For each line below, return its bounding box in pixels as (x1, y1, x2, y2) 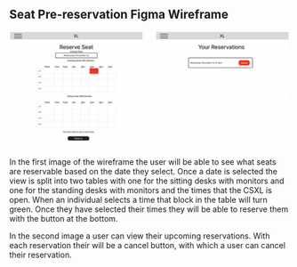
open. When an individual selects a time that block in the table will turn (9, 195, 269, 206)
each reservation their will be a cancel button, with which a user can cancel (9, 240, 286, 251)
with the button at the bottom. (9, 214, 118, 224)
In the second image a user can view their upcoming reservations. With (9, 231, 270, 241)
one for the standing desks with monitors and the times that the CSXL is (9, 185, 273, 196)
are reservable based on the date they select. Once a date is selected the (9, 166, 278, 177)
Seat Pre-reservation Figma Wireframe (9, 7, 229, 22)
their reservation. (9, 249, 73, 261)
